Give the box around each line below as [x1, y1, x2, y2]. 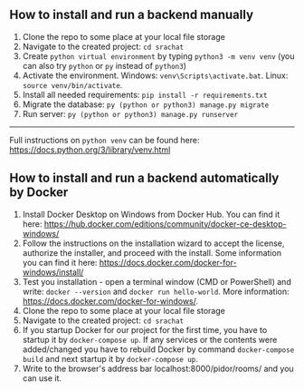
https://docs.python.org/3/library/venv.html [9, 144, 171, 155]
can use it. [22, 372, 62, 384]
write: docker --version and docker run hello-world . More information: [22, 286, 290, 297]
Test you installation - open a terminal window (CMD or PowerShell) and [22, 276, 291, 287]
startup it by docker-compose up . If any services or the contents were [22, 334, 278, 345]
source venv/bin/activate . [22, 79, 123, 90]
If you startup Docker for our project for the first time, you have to [22, 324, 268, 335]
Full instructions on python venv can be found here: [9, 134, 201, 145]
